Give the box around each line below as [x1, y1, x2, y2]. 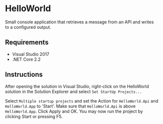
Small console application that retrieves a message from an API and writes [5, 19, 154, 25]
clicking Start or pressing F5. [5, 113, 63, 119]
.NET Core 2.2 [12, 56, 41, 62]
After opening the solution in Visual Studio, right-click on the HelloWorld [5, 83, 149, 89]
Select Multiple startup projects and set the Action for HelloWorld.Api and [5, 98, 159, 104]
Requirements [5, 38, 49, 47]
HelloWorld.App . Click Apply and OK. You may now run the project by [5, 108, 144, 114]
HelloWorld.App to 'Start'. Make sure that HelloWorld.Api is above [5, 103, 136, 109]
